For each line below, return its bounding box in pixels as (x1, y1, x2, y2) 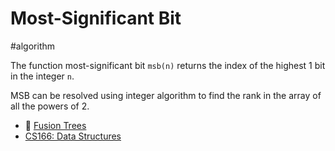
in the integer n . (10, 70, 75, 82)
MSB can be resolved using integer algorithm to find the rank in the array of (10, 89, 322, 101)
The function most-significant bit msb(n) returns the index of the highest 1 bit (10, 59, 326, 71)
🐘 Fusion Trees (24, 119, 87, 131)
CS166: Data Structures (24, 130, 122, 142)
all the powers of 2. (10, 100, 90, 112)
